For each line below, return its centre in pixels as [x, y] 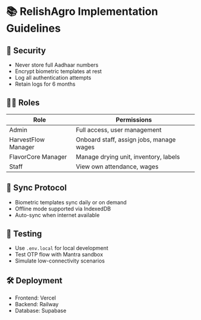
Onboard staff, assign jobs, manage [126, 140]
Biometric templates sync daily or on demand [71, 202]
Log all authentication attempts [53, 78]
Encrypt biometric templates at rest [58, 71]
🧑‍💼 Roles [23, 103]
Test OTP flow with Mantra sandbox [59, 255]
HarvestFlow [27, 140]
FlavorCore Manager [38, 156]
